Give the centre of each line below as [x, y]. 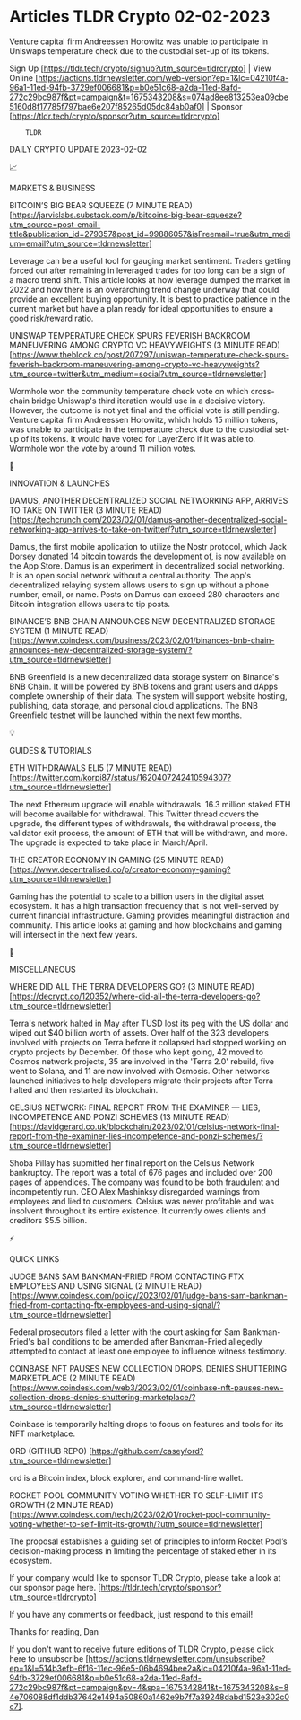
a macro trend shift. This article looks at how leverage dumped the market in [150, 279]
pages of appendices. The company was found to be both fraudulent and [145, 1182]
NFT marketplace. [43, 1433]
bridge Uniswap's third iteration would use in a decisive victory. [148, 401]
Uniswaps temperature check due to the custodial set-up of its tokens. [139, 50]
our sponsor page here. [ [55, 1587]
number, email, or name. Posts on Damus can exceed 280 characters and [145, 594]
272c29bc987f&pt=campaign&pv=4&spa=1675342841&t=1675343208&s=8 [149, 1687]
